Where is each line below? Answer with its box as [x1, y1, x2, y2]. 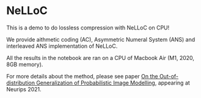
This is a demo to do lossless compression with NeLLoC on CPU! [6, 24, 170, 31]
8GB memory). [6, 61, 43, 68]
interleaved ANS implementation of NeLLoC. [6, 42, 118, 50]
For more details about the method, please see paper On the [6, 72, 158, 80]
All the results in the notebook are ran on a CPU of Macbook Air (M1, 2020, [6, 54, 194, 61]
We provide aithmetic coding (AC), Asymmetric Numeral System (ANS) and [6, 36, 196, 43]
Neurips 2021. [6, 85, 42, 92]
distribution [6, 79, 35, 86]
